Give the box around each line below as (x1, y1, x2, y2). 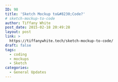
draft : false (5, 43, 31, 48)
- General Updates (9, 70, 47, 75)
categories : (5, 66, 29, 70)
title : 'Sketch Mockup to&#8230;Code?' (5, 12, 86, 16)
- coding (9, 52, 27, 57)
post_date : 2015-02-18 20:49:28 (5, 25, 70, 30)
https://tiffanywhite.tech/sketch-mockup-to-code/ (9, 39, 114, 43)
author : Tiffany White (5, 20, 51, 26)
